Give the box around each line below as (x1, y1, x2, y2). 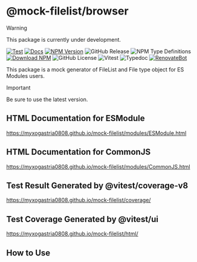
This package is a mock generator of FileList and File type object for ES (6, 65, 184, 73)
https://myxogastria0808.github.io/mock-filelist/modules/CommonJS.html (6, 163, 190, 170)
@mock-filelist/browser (6, 4, 129, 18)
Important (6, 84, 31, 91)
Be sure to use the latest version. (6, 96, 88, 103)
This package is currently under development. (6, 36, 121, 43)
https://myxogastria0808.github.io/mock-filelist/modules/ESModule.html (6, 129, 187, 137)
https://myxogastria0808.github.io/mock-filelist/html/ (6, 230, 139, 237)
